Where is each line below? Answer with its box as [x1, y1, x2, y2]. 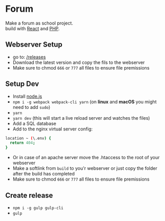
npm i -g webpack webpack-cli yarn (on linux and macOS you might [12, 98, 157, 105]
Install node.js [12, 93, 42, 99]
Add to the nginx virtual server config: [12, 126, 93, 132]
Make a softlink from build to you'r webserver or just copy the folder [12, 165, 157, 171]
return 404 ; [10, 140, 36, 146]
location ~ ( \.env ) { [5, 136, 52, 141]
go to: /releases [12, 54, 46, 60]
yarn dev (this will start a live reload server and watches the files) [12, 115, 150, 121]
